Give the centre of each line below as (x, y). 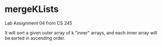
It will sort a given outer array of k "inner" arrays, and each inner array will (81, 32)
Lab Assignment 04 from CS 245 (38, 23)
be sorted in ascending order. (35, 38)
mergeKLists (32, 9)
